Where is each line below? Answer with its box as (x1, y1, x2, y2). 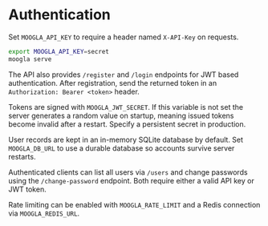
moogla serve (8, 54, 52, 63)
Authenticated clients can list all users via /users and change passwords (8, 167, 248, 177)
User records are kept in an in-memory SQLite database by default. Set (8, 135, 243, 144)
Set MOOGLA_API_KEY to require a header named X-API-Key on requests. (8, 32, 239, 42)
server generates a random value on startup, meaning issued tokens (8, 111, 234, 120)
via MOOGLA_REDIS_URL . (8, 208, 80, 218)
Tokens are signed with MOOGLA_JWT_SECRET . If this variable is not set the (8, 102, 243, 111)
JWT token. (8, 184, 47, 194)
